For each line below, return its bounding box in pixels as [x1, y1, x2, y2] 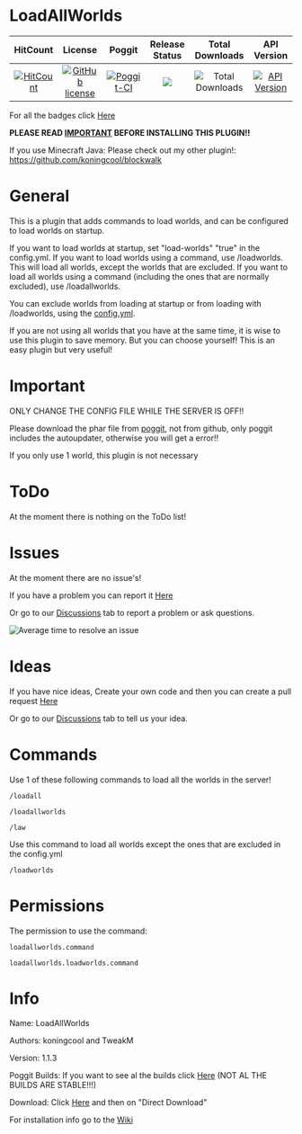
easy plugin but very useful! [9, 344, 112, 355]
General [9, 186, 70, 207]
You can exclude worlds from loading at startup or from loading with [9, 298, 262, 308]
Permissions [9, 896, 105, 915]
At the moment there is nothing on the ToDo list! [9, 511, 187, 522]
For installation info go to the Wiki [9, 1114, 133, 1125]
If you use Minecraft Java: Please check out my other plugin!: [9, 145, 236, 156]
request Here [9, 695, 58, 706]
